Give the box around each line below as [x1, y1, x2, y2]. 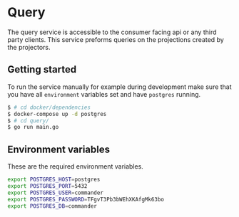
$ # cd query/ [7, 117, 50, 125]
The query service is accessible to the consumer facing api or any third [7, 28, 217, 36]
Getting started [7, 63, 77, 75]
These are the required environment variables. [7, 162, 144, 171]
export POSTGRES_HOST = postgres [7, 176, 101, 184]
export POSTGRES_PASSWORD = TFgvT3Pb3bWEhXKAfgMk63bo [7, 196, 164, 203]
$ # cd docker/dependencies [7, 104, 91, 111]
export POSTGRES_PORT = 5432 [7, 182, 88, 189]
